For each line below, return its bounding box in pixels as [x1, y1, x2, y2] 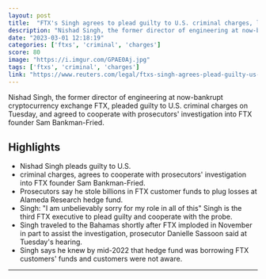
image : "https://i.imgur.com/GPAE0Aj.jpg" [8, 56, 150, 64]
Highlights [8, 140, 61, 155]
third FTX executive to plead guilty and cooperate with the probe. [19, 212, 233, 222]
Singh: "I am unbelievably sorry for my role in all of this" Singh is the [19, 204, 242, 213]
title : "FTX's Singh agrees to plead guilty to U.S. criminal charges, [8, 19, 253, 27]
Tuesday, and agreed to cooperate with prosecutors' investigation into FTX [8, 109, 253, 119]
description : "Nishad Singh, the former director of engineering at [8, 26, 239, 34]
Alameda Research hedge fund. [19, 195, 123, 204]
